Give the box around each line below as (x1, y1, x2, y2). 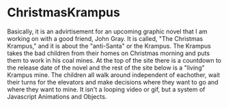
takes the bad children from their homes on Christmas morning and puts (7, 49, 210, 57)
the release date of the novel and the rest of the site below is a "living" (7, 63, 205, 72)
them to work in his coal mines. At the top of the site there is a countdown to (7, 56, 222, 64)
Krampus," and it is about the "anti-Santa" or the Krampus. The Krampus (7, 42, 212, 50)
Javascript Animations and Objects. (7, 92, 107, 100)
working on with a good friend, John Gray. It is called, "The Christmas (7, 34, 203, 42)
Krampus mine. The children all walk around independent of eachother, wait (7, 70, 220, 79)
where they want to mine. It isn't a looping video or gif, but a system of (7, 85, 205, 93)
